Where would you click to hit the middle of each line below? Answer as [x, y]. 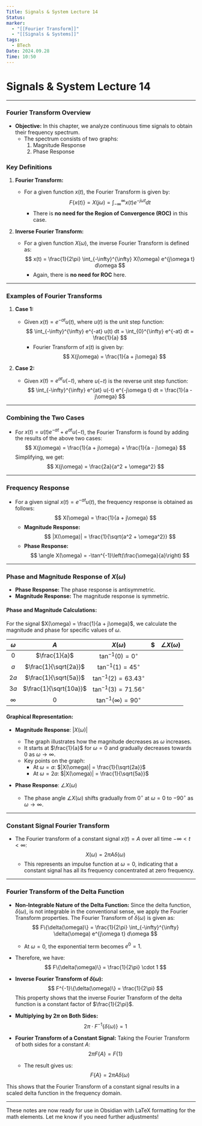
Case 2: [25, 368]
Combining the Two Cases [45, 418]
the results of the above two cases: [59, 438]
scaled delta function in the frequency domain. [64, 1093]
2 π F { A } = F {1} [106, 1054]
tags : [13, 40]
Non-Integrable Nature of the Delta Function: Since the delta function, [103, 905]
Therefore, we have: [40, 958]
